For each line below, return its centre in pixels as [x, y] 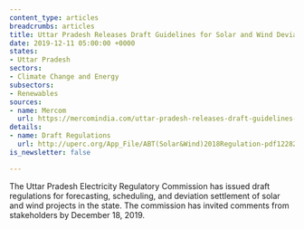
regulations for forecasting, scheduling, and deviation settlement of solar [145, 196]
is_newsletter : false [50, 152]
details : [26, 128]
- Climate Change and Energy [64, 77]
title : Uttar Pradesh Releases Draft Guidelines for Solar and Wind [141, 34]
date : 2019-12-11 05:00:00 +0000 [72, 43]
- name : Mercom [38, 110]
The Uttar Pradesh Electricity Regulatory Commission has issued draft [140, 186]
